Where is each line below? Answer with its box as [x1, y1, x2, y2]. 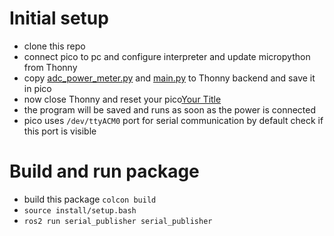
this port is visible [23, 125, 97, 137]
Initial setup [9, 7, 109, 30]
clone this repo [23, 40, 86, 52]
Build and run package [9, 160, 200, 183]
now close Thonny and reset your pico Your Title [23, 93, 222, 105]
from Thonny [23, 61, 78, 73]
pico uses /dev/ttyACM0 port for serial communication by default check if [23, 114, 324, 126]
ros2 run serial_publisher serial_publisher [23, 216, 213, 226]
